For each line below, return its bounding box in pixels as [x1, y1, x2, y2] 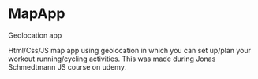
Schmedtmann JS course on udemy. [8, 62, 126, 71]
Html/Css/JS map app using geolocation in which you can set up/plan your [8, 45, 251, 55]
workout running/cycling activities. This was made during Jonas [8, 54, 216, 63]
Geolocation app [8, 31, 62, 40]
